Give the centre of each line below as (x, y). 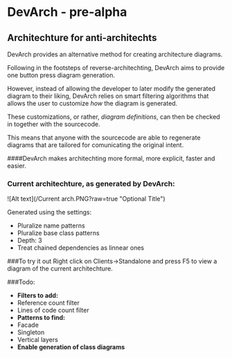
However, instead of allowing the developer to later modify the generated (111, 88)
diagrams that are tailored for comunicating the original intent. (96, 145)
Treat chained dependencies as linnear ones (80, 248)
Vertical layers (38, 340)
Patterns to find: (41, 318)
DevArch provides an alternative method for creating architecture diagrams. (115, 54)
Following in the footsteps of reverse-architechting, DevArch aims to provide (116, 68)
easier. (17, 166)
